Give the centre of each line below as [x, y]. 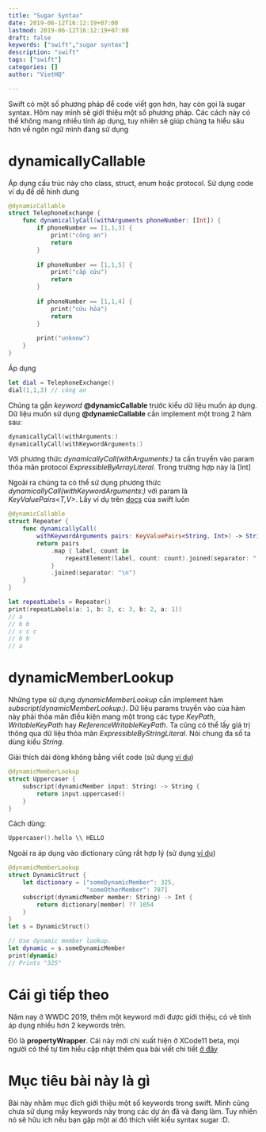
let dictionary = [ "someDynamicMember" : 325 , [99, 883]
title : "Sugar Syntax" [46, 15]
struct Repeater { [38, 522]
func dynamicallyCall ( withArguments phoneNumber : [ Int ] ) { [122, 221]
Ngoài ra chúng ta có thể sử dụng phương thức [85, 483]
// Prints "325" [35, 963]
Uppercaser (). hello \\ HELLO [56, 838]
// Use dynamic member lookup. [60, 941]
